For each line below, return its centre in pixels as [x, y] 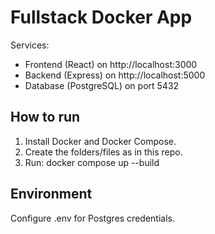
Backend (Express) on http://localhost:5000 [115, 75]
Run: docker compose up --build [92, 162]
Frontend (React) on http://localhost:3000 [111, 64]
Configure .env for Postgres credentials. [92, 218]
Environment [51, 194]
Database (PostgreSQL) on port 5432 [102, 85]
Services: [30, 45]
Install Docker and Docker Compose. [100, 141]
